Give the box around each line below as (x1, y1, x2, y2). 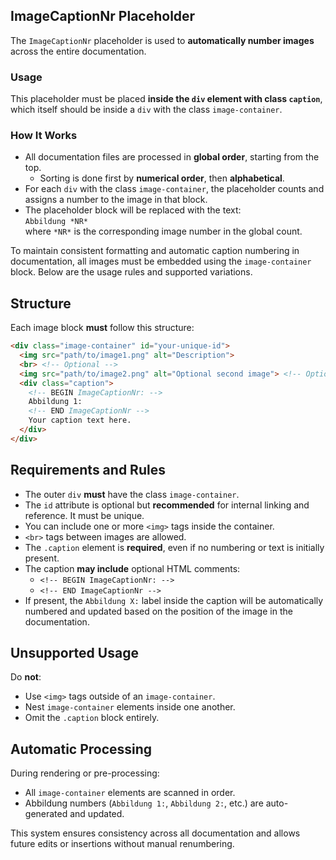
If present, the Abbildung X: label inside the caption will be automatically (24, 594, 324, 606)
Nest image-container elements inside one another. (24, 701, 236, 713)
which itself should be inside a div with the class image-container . (10, 104, 283, 116)
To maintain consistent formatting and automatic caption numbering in (10, 245, 300, 257)
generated (24, 808, 68, 820)
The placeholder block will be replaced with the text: (24, 204, 242, 216)
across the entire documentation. (10, 45, 147, 57)
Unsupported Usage (10, 645, 139, 662)
